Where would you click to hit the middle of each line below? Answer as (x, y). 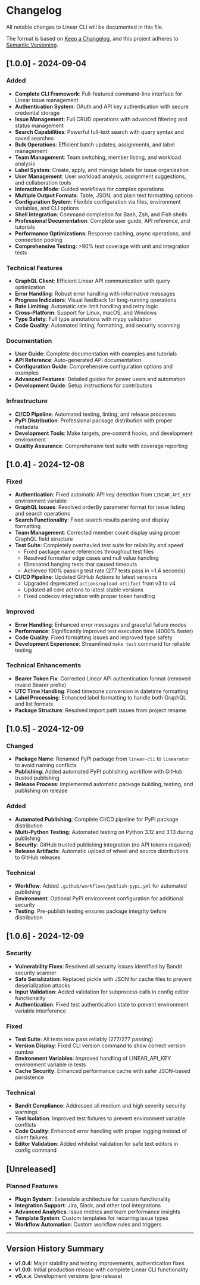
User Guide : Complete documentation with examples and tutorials (96, 354)
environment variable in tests (50, 1065)
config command (36, 1150)
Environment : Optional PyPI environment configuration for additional (99, 898)
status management (39, 125)
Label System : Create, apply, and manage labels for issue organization (102, 170)
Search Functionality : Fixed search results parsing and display (92, 520)
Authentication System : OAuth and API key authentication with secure (101, 106)
